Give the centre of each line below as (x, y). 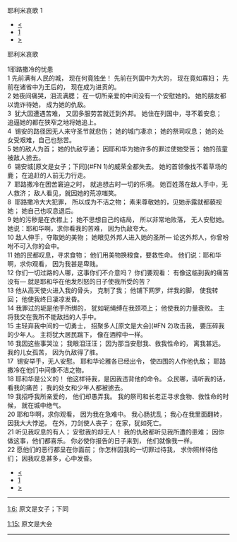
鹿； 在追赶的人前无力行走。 (48, 175)
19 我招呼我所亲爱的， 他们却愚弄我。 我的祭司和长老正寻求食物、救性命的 (115, 396)
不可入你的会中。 (38, 246)
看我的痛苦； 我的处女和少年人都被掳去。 (67, 387)
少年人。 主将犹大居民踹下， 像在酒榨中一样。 (80, 334)
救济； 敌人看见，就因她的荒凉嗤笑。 (67, 193)
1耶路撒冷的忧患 (30, 69)
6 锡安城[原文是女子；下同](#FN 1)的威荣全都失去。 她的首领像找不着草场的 (117, 166)
